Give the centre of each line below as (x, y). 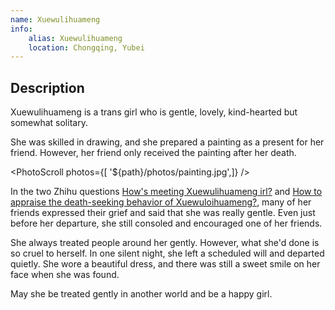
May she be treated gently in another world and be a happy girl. (141, 294)
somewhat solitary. (49, 123)
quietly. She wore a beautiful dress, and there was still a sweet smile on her (165, 264)
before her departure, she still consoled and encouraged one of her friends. (166, 223)
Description (47, 87)
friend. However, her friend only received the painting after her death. (153, 153)
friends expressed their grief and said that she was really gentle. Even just (163, 213)
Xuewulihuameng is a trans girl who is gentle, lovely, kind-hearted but (154, 112)
